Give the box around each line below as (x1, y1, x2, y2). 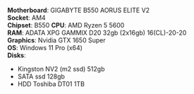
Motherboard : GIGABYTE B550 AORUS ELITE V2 (7, 6, 150, 14)
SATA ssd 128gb (17, 72, 66, 81)
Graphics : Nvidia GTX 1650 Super (7, 36, 106, 45)
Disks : (7, 51, 26, 59)
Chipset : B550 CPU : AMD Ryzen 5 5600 (7, 21, 125, 29)
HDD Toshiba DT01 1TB (17, 80, 85, 88)
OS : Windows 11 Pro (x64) (7, 44, 83, 52)
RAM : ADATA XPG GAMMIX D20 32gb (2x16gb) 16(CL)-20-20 (7, 28, 187, 37)
